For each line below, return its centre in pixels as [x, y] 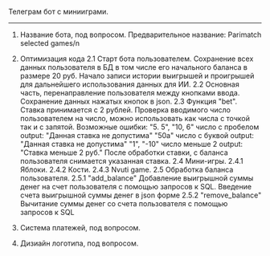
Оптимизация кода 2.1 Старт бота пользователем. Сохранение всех [137, 59]
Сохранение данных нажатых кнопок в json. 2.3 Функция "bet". [129, 101]
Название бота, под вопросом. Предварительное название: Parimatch [141, 35]
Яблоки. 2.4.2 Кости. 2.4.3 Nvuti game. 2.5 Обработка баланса [127, 169]
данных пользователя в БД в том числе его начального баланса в [133, 67]
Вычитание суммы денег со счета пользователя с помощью [124, 203]
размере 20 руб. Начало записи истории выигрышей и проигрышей [137, 76]
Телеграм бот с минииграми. [58, 12]
